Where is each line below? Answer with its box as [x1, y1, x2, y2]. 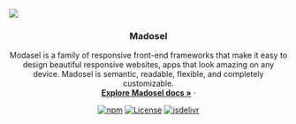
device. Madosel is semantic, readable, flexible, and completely [33, 69, 264, 80]
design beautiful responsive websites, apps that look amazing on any [22, 59, 275, 70]
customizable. [123, 78, 174, 89]
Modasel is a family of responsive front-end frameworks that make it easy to [9, 50, 288, 61]
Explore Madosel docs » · [101, 88, 196, 98]
